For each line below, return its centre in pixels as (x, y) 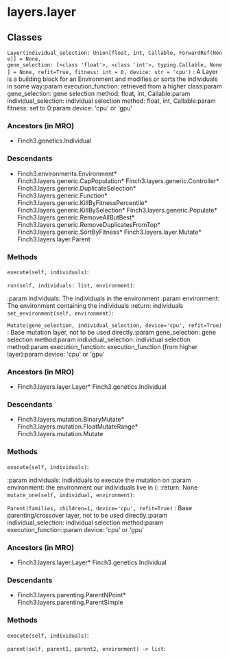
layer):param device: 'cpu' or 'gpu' (56, 354)
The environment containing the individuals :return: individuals (95, 305)
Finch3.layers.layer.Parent (53, 239)
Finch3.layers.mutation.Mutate (60, 434)
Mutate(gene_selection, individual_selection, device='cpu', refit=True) (115, 325)
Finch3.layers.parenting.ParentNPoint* (71, 595)
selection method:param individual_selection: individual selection (99, 339)
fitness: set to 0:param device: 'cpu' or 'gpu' (70, 108)
